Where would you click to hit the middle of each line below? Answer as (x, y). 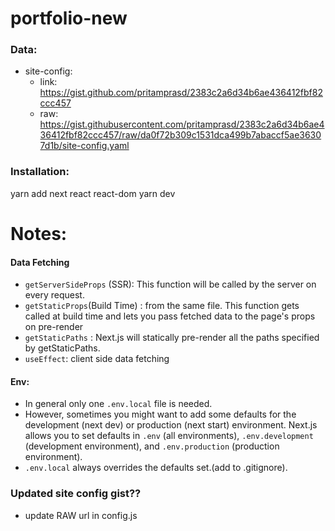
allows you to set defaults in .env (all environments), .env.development (169, 436)
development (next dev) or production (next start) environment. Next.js (171, 425)
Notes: (39, 233)
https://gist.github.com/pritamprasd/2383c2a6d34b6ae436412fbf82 (181, 93)
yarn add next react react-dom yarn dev (93, 193)
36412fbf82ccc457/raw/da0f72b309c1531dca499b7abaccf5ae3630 (180, 135)
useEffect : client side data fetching (97, 359)
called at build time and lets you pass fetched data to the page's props (170, 316)
